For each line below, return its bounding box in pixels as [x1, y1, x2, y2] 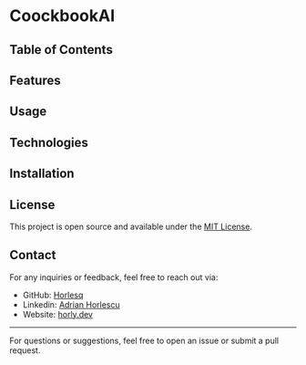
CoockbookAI [9, 5, 116, 26]
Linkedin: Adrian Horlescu [22, 298, 120, 310]
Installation [9, 166, 75, 182]
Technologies [9, 134, 89, 151]
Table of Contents [9, 42, 114, 57]
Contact [9, 247, 56, 263]
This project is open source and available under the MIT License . [9, 221, 253, 232]
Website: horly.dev [22, 308, 94, 319]
